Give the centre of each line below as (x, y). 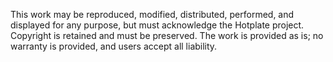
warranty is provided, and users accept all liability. (114, 46)
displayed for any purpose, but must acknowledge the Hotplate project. (157, 25)
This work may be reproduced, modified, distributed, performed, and (152, 14)
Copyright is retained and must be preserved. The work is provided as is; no (167, 35)
